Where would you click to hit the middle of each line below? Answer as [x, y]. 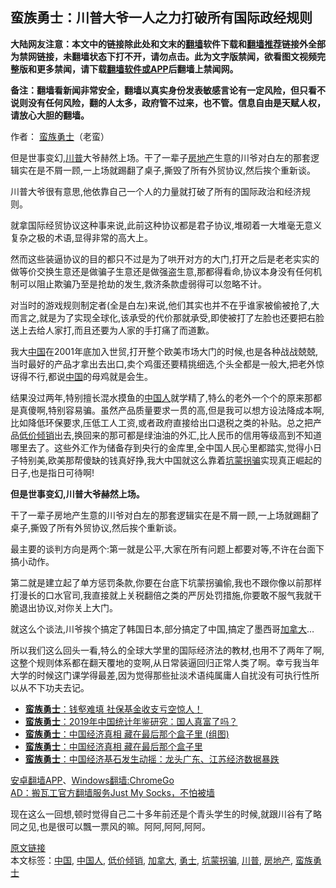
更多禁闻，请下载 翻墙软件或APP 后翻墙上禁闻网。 [137, 69]
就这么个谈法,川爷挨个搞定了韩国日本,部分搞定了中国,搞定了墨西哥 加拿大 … [162, 629]
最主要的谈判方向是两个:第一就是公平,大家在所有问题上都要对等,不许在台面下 [167, 549]
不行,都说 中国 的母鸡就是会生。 [90, 376]
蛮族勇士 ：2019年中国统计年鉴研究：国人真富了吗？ [131, 721]
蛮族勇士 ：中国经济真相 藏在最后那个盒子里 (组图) [127, 734]
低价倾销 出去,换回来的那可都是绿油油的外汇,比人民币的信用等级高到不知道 [171, 435]
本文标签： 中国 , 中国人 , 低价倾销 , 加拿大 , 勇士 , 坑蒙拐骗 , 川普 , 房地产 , [151, 860]
